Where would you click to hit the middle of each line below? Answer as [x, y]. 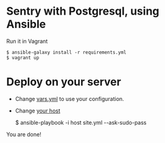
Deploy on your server [64, 82]
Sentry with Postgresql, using [83, 11]
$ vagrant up [23, 57]
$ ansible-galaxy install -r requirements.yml [66, 52]
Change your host [38, 111]
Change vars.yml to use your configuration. [69, 98]
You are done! [24, 134]
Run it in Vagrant [27, 41]
